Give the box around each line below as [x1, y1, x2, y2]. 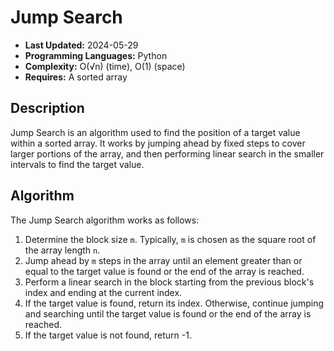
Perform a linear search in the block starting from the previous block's [24, 276, 315, 288]
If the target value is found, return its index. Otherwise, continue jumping [24, 297, 324, 309]
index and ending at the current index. [24, 286, 183, 298]
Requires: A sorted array [24, 71, 128, 83]
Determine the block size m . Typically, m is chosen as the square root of [24, 233, 317, 245]
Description [10, 100, 85, 117]
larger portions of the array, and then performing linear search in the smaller [10, 147, 325, 160]
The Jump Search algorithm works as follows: [10, 214, 200, 226]
